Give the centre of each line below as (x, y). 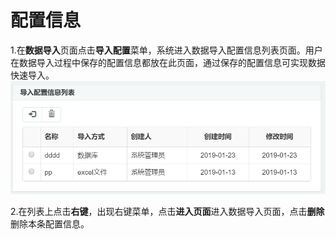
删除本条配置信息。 (50, 223)
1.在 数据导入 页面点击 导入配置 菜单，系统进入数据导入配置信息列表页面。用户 (166, 50)
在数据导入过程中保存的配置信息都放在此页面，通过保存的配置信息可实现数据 (168, 62)
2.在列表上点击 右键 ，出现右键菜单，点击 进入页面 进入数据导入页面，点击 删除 (167, 211)
